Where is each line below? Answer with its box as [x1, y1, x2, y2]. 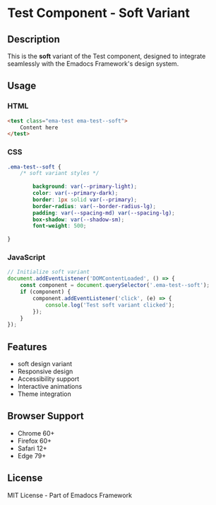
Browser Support [7, 410, 85, 422]
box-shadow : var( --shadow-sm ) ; [32, 216, 125, 223]
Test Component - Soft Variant [7, 5, 191, 21]
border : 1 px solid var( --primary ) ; [32, 196, 138, 203]
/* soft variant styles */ [20, 170, 100, 177]
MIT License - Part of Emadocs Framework [7, 491, 133, 499]
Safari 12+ [17, 444, 47, 453]
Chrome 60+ [17, 429, 55, 437]
